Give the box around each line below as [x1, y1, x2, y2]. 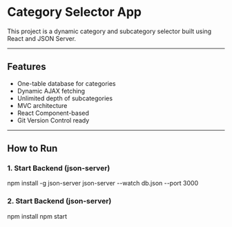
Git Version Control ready [17, 116, 90, 125]
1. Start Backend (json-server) [7, 163, 110, 173]
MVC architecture [17, 101, 68, 109]
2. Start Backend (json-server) [7, 197, 112, 206]
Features [7, 61, 46, 73]
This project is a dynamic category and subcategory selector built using [7, 27, 212, 35]
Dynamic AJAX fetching [17, 87, 85, 95]
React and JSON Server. [7, 34, 77, 42]
